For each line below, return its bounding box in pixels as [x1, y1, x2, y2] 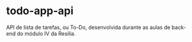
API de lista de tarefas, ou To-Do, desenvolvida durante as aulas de [6, 24, 171, 31]
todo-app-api [6, 4, 74, 18]
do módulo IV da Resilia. [17, 30, 76, 37]
